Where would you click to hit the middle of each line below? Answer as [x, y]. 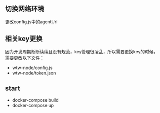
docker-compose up [33, 106]
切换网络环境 [25, 9]
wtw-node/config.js [32, 68]
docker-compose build [35, 100]
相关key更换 [24, 39]
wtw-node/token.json [34, 73]
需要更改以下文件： [25, 58]
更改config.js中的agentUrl [31, 22]
